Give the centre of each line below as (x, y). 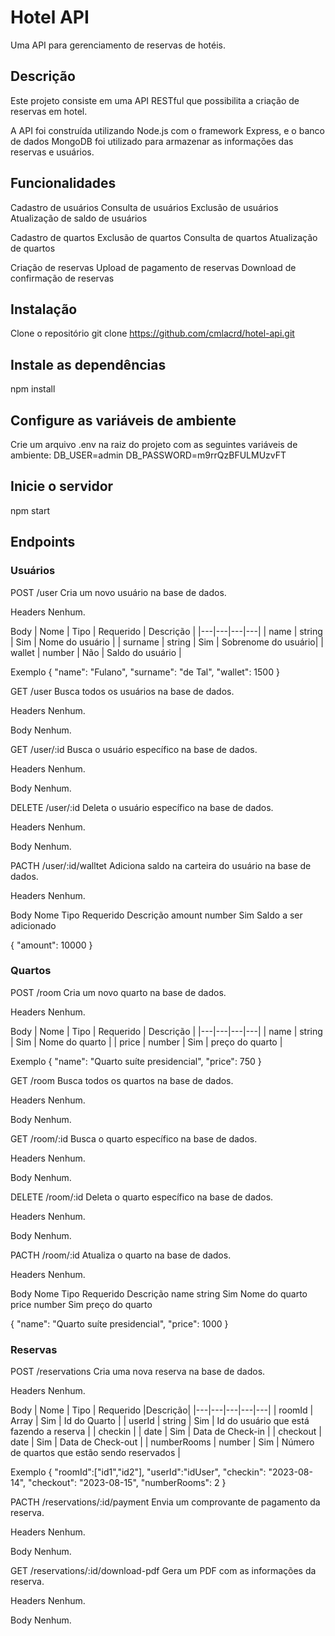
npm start (30, 510)
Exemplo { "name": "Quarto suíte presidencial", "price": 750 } (136, 1061)
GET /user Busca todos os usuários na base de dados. (122, 691)
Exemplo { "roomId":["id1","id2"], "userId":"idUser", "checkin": (138, 1472)
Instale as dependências (88, 364)
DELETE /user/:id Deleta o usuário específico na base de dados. (142, 807)
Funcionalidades (63, 183)
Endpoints (43, 542)
